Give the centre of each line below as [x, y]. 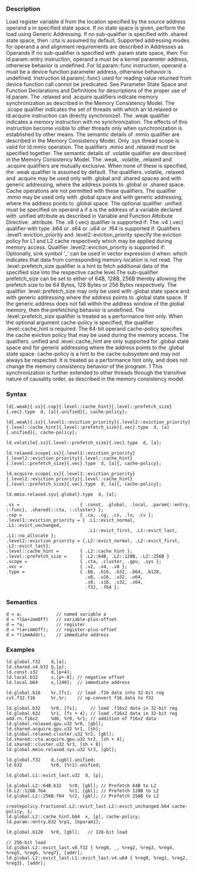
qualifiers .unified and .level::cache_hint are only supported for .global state [98, 342]
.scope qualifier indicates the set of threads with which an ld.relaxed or [92, 109]
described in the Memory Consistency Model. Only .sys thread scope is [93, 141]
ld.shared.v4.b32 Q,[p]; [36, 667]
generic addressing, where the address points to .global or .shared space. [96, 185]
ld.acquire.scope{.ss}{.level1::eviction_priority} [71, 474]
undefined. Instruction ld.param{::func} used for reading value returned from [99, 78]
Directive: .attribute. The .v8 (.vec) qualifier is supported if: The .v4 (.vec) [95, 222]
